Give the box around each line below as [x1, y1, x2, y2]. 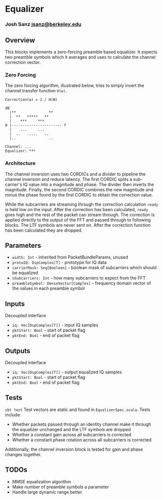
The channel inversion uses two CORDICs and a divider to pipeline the [5, 171, 146, 177]
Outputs [5, 347, 31, 355]
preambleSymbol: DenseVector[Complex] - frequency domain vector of [12, 280, 151, 286]
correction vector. [5, 59, 41, 65]
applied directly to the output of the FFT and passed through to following [5, 217, 151, 223]
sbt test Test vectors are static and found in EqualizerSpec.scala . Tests [5, 407, 151, 413]
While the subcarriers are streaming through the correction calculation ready [5, 201, 159, 207]
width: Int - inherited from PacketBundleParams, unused [12, 254, 128, 260]
